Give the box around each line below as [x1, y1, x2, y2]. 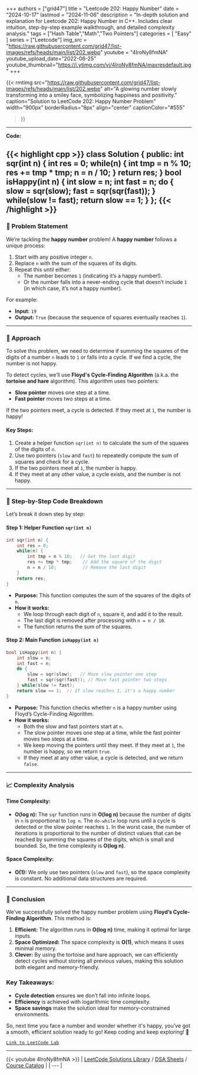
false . [23, 760, 39, 768]
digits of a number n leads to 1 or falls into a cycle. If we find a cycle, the [6, 353, 181, 360]
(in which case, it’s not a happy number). [23, 285, 123, 292]
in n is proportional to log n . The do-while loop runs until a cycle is [14, 817, 176, 824]
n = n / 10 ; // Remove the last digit [27, 565, 146, 571]
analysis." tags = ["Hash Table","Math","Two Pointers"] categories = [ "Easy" [6, 30, 192, 37]
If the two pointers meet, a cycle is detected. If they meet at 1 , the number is [6, 406, 192, 414]
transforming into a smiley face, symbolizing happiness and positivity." [6, 91, 177, 98]
